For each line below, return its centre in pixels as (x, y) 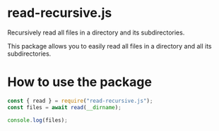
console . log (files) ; (38, 120)
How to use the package (79, 82)
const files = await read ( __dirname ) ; (64, 107)
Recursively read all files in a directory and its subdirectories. (96, 32)
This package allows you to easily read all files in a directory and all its (109, 46)
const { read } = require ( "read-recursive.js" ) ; (80, 101)
